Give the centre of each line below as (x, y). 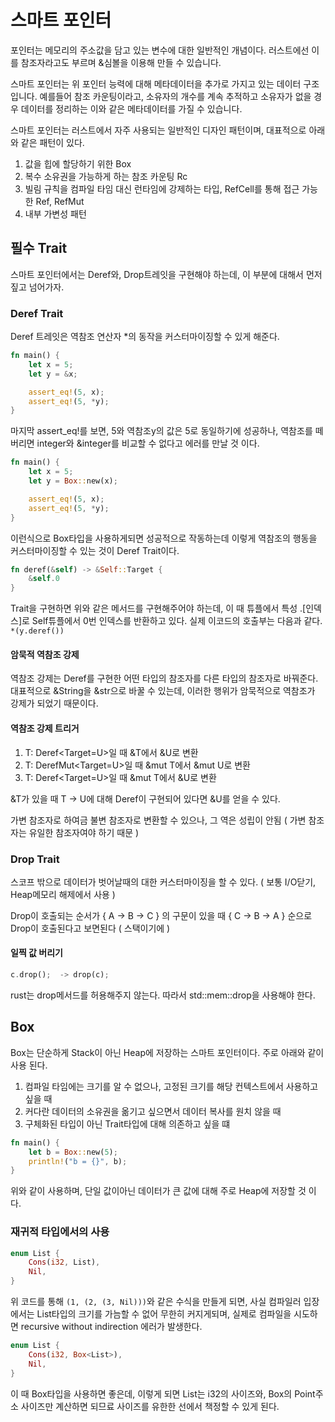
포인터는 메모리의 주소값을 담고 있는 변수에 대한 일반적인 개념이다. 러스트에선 (160, 50)
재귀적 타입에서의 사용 (60, 1232)
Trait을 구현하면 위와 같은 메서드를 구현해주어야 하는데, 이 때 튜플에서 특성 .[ (158, 608)
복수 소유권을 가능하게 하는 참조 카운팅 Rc (106, 176)
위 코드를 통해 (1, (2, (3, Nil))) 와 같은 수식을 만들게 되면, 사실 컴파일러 (156, 1302)
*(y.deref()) (37, 631)
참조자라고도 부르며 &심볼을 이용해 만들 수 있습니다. (121, 62)
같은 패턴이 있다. (52, 142)
